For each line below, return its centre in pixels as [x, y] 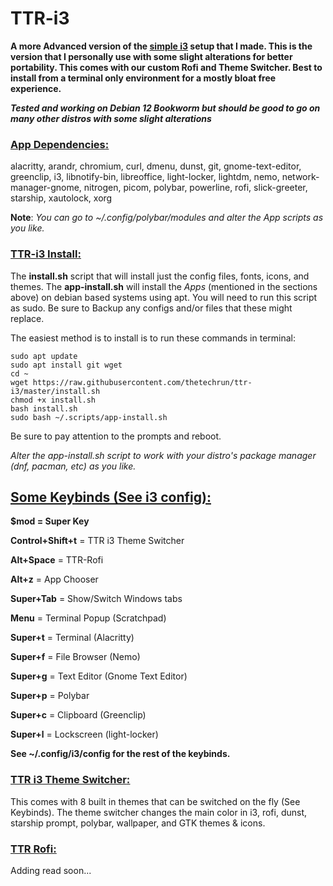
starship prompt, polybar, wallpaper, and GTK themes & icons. [138, 823]
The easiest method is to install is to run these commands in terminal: [153, 338]
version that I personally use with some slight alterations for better [151, 56]
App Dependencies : [60, 144]
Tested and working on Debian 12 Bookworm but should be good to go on [165, 108]
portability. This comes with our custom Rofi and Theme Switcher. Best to [166, 67]
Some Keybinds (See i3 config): [111, 497]
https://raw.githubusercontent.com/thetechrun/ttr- [142, 382]
